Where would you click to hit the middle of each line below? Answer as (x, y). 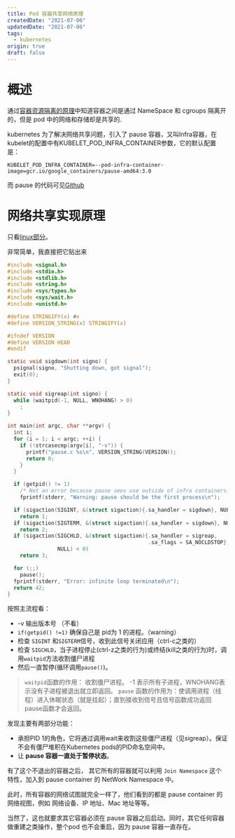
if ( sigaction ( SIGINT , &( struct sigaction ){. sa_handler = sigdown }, (115, 510)
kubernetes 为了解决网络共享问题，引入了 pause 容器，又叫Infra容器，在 (112, 134)
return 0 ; (40, 459)
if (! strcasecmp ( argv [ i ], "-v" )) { (72, 445)
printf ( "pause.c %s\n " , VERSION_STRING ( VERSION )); (101, 452)
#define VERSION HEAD (39, 342)
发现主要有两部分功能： (41, 724)
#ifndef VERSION (31, 336)
